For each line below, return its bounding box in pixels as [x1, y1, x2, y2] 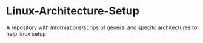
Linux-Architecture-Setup [6, 4, 139, 18]
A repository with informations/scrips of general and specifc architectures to [6, 24, 198, 31]
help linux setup [6, 30, 47, 37]
